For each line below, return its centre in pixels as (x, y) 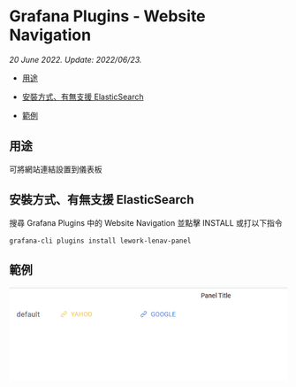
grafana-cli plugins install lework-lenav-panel (100, 241)
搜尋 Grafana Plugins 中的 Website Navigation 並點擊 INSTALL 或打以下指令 (146, 222)
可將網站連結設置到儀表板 (56, 169)
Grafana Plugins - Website (107, 16)
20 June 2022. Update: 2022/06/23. (76, 59)
